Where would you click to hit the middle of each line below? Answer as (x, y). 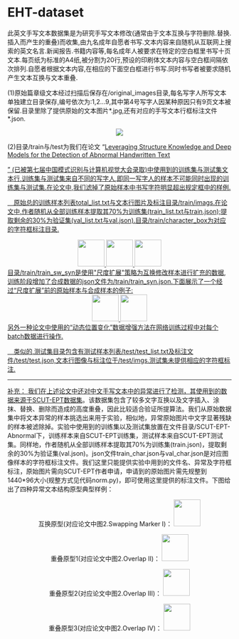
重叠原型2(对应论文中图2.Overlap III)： (105, 593)
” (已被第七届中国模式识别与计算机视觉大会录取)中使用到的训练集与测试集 (115, 169)
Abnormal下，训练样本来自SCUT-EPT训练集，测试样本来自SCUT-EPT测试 (115, 435)
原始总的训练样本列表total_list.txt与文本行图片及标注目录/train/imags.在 (118, 202)
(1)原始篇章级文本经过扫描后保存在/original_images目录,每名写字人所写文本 (117, 93)
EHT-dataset (46, 12)
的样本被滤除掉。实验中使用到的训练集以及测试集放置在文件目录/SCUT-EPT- (119, 426)
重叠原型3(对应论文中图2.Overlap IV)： (105, 628)
